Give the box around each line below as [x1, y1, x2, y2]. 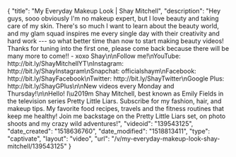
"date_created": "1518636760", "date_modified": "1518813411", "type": [7, 127, 211, 135]
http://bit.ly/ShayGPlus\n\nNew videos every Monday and [7, 82, 175, 90]
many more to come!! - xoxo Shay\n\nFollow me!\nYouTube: [7, 52, 182, 60]
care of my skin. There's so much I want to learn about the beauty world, [7, 22, 219, 30]
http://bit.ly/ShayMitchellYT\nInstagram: [7, 59, 124, 67]
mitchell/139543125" [7, 142, 67, 150]
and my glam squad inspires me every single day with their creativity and [7, 29, 220, 37]
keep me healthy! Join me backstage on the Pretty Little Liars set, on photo [7, 112, 226, 120]
